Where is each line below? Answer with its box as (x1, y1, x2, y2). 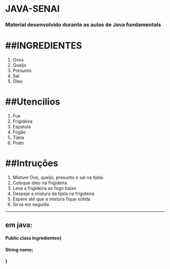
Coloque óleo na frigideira (12, 180, 67, 186)
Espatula (12, 123, 31, 129)
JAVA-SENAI (5, 3, 60, 15)
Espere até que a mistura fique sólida (12, 196, 91, 202)
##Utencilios (5, 96, 61, 108)
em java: (5, 221, 33, 229)
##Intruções (5, 158, 58, 169)
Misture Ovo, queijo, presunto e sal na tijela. (12, 174, 105, 180)
